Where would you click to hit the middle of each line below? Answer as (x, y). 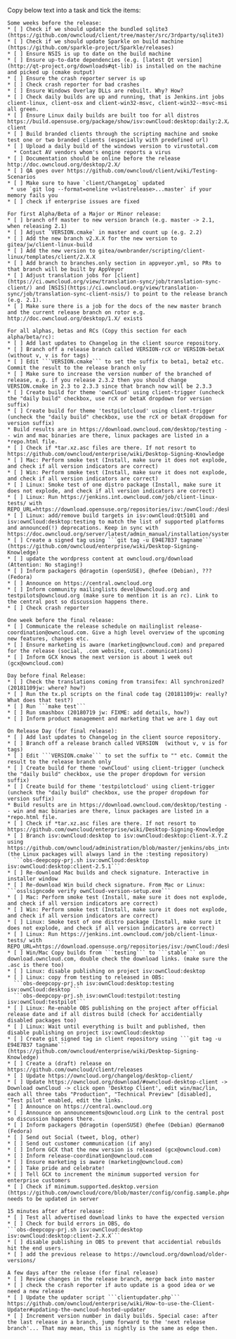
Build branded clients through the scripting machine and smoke (122, 134)
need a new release (36, 1291)
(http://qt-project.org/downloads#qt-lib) (70, 66)
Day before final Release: (47, 675)
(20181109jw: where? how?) (47, 688)
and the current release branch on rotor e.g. (77, 312)
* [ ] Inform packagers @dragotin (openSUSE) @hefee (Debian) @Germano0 (116, 1125)
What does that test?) (40, 700)
